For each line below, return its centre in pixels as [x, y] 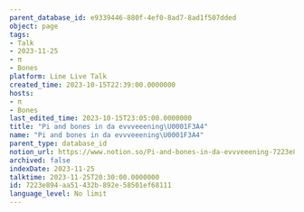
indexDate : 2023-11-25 [52, 169]
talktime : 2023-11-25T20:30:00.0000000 [85, 177]
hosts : [22, 93]
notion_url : [32, 152]
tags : [19, 34]
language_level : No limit [58, 194]
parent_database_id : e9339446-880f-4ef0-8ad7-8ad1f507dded [123, 18]
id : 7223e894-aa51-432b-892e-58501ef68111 [90, 186]
